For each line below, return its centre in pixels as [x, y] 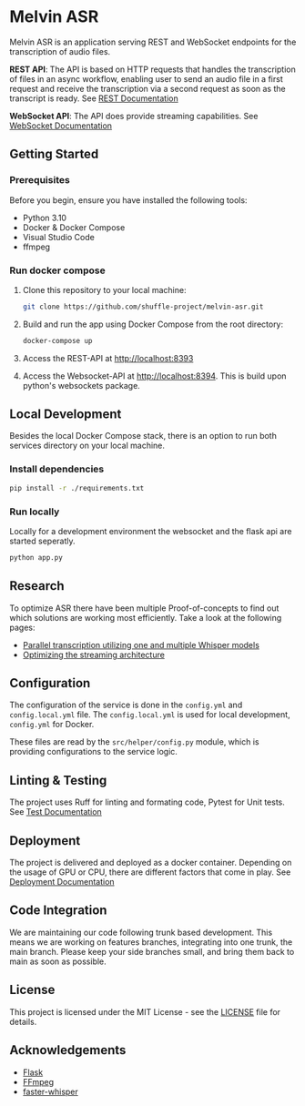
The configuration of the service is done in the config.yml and [126, 705]
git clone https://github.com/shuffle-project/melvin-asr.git [143, 307]
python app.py [36, 557]
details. [23, 1021]
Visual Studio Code [59, 237]
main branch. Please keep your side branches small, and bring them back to [152, 951]
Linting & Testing [58, 780]
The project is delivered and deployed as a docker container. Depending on [151, 863]
